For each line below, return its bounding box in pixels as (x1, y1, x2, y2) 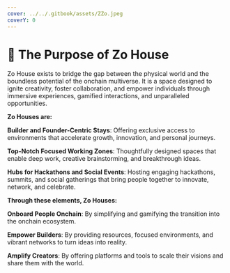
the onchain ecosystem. (7, 217, 77, 226)
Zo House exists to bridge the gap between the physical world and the (7, 70, 209, 78)
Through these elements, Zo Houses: (7, 196, 117, 205)
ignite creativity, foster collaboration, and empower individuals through (7, 84, 210, 93)
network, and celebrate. (7, 182, 76, 192)
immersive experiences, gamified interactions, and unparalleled (7, 92, 190, 100)
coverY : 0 (7, 17, 36, 24)
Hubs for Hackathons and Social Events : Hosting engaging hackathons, (7, 168, 216, 176)
